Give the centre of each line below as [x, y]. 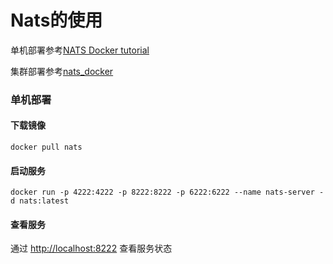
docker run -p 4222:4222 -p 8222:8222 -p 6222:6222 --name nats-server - [167, 192]
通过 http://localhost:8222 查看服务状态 [91, 248]
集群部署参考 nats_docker [62, 71]
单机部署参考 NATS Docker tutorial [80, 50]
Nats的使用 [56, 20]
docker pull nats [46, 147]
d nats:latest [40, 201]
